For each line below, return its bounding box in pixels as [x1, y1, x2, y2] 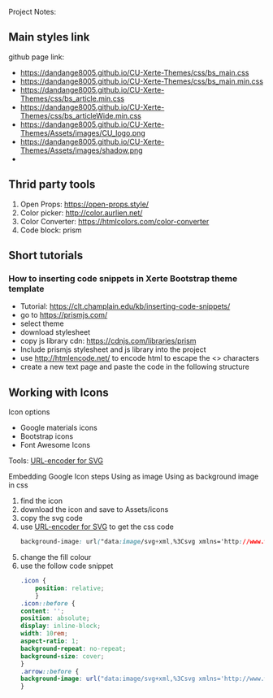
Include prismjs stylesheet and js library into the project [19, 345, 206, 354]
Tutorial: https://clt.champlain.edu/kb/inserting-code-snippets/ [19, 301, 231, 311]
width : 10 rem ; [19, 630, 68, 638]
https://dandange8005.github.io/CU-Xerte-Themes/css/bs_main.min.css [19, 76, 264, 86]
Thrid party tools [8, 178, 96, 192]
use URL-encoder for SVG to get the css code [19, 522, 175, 531]
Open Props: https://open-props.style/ [19, 199, 149, 209]
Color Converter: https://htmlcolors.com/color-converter [19, 216, 210, 226]
